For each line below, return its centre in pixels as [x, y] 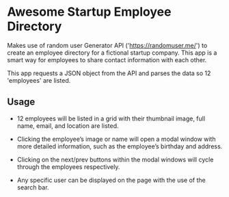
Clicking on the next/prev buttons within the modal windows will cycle [115, 159]
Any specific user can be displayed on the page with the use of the [111, 180]
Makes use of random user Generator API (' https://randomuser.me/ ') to [107, 45]
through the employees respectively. [68, 167]
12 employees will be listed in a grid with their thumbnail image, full [111, 118]
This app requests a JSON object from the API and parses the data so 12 [109, 73]
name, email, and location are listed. [68, 126]
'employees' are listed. [39, 80]
